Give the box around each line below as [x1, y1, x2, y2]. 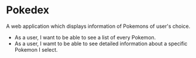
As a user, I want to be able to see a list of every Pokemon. [14, 34, 156, 41]
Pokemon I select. [14, 46, 58, 53]
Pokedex [6, 3, 50, 17]
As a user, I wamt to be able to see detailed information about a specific [14, 40, 188, 47]
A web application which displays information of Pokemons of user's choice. [6, 23, 191, 30]
